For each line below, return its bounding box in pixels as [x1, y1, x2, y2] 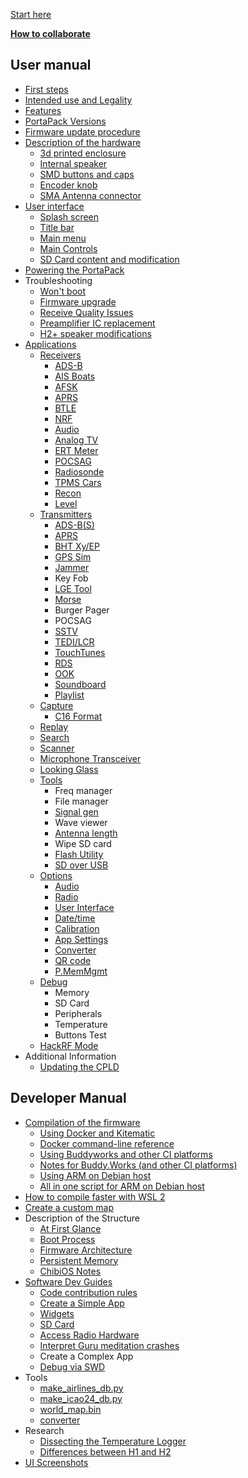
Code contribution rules [39, 1286, 138, 1298]
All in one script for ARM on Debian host [39, 1180, 205, 1192]
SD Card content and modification [39, 253, 180, 265]
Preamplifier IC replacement [39, 317, 156, 329]
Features [24, 104, 62, 116]
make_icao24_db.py [39, 1392, 123, 1404]
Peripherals [54, 1007, 103, 1019]
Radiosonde [54, 465, 105, 478]
